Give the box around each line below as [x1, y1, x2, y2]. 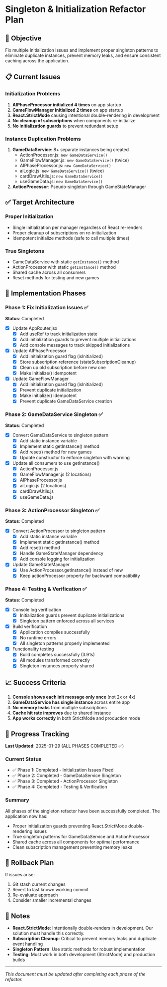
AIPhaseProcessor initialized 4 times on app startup [12, 101, 122, 108]
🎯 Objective [5, 34, 42, 42]
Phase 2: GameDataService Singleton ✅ [5, 411, 103, 418]
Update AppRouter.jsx [12, 325, 58, 331]
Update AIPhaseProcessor [12, 348, 67, 354]
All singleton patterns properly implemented [19, 640, 110, 646]
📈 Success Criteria [5, 678, 66, 687]
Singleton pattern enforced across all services [19, 617, 114, 624]
